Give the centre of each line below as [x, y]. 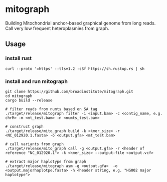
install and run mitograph [36, 81]
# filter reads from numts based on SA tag [51, 109]
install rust [19, 58]
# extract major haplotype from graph [46, 161]
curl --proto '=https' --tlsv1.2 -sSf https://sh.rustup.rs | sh [75, 68]
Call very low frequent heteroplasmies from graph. [57, 28]
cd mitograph [19, 96]
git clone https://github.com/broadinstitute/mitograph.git [69, 91]
